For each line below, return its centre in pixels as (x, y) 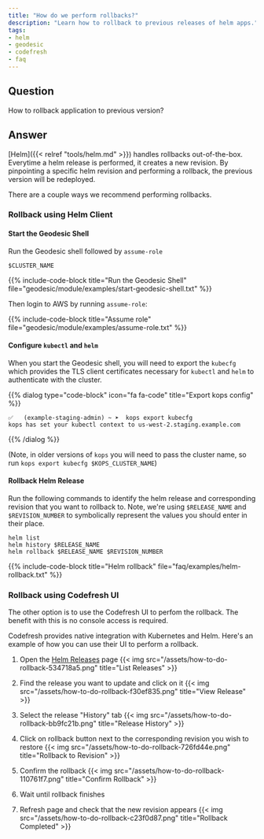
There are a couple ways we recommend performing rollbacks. (110, 195)
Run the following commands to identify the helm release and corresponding (132, 499)
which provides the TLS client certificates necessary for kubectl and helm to (131, 371)
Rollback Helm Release (46, 481)
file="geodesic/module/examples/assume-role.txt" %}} (97, 327)
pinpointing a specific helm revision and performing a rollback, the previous (130, 171)
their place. (26, 524)
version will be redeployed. (52, 179)
